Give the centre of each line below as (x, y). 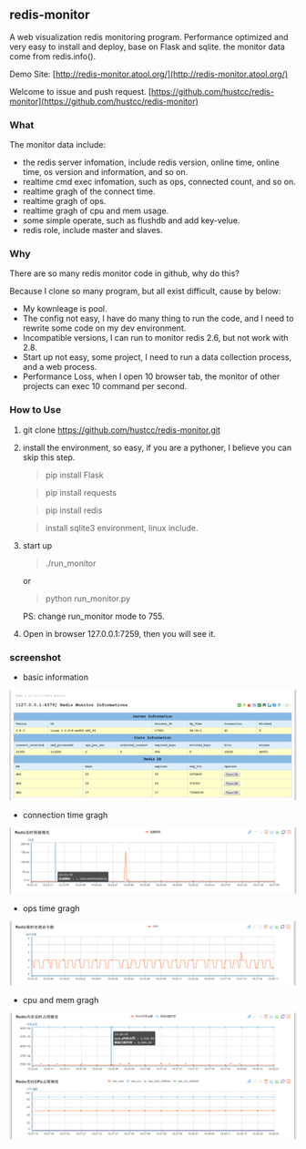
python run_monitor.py (87, 598)
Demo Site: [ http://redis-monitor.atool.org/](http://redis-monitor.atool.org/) (149, 74)
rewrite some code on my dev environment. (104, 328)
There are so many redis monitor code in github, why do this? (124, 273)
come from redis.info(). (53, 56)
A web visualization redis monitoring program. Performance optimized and (149, 36)
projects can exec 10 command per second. (105, 386)
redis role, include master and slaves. (92, 231)
